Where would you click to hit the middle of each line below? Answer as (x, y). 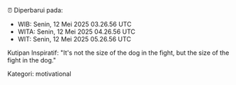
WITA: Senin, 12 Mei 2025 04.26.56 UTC (77, 32)
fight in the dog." (32, 60)
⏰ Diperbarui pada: (35, 10)
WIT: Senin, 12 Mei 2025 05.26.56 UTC (74, 39)
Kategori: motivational (39, 74)
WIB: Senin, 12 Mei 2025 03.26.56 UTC (74, 24)
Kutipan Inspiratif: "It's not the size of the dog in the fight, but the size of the (118, 53)
